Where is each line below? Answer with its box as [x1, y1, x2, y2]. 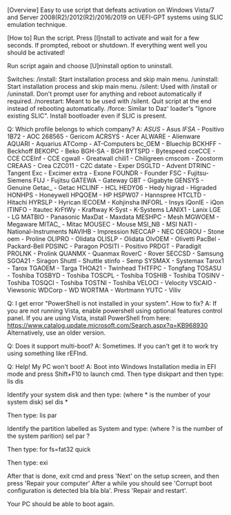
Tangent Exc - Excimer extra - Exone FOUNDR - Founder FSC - [7, 169, 186, 177]
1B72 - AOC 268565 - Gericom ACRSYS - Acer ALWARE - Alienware [7, 132, 201, 140]
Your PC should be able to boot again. [7, 500, 115, 508]
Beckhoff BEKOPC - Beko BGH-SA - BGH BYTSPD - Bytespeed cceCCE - [7, 147, 216, 155]
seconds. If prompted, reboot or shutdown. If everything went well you [7, 41, 208, 49]
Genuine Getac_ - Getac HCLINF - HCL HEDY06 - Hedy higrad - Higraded [7, 184, 217, 191]
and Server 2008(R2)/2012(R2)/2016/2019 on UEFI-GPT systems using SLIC [7, 13, 223, 21]
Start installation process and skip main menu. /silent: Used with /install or [7, 83, 217, 90]
